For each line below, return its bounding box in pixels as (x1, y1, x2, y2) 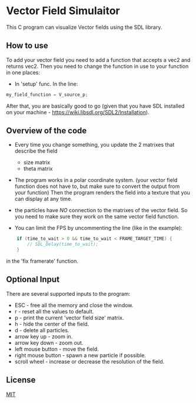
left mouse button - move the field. (14, 345, 99, 352)
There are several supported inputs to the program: (6, 290, 131, 297)
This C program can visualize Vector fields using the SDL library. (6, 24, 162, 31)
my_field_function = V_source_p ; (6, 91, 88, 98)
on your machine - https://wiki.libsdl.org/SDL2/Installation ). (6, 108, 150, 115)
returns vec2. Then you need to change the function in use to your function (6, 62, 189, 70)
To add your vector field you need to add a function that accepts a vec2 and (6, 56, 191, 63)
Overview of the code (6, 125, 87, 136)
